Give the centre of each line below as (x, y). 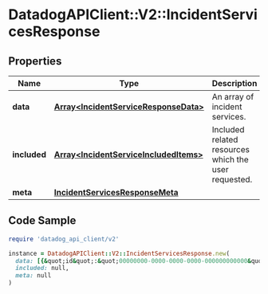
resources (231, 149)
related (225, 139)
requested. (232, 179)
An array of (233, 97)
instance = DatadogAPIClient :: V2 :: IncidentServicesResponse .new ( (119, 253)
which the (230, 159)
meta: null (33, 276)
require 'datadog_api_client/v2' (64, 239)
